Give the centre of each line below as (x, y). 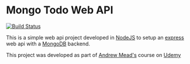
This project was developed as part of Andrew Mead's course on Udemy (94, 55)
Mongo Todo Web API (60, 10)
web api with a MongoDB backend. (48, 44)
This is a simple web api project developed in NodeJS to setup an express (95, 37)
